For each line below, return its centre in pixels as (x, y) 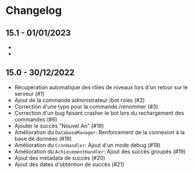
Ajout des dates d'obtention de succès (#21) (69, 164)
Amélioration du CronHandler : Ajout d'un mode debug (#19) (87, 145)
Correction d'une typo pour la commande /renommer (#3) (86, 106)
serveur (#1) (29, 94)
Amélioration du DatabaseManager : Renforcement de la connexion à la (99, 132)
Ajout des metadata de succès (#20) (60, 158)
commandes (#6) (36, 119)
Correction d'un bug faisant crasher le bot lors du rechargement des (99, 113)
